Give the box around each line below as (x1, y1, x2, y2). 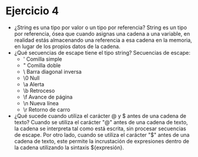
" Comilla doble (23, 61, 61, 69)
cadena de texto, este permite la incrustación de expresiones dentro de (14, 137, 190, 145)
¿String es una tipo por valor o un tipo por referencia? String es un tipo (14, 24, 187, 31)
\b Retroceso (23, 87, 55, 94)
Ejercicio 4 (5, 4, 59, 18)
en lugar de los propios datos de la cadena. (14, 43, 121, 50)
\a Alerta (23, 80, 45, 87)
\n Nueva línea (23, 99, 59, 106)
